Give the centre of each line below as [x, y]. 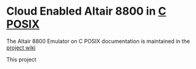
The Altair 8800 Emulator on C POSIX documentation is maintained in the [98, 41]
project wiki [21, 48]
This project [21, 59]
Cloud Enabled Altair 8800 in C [86, 11]
